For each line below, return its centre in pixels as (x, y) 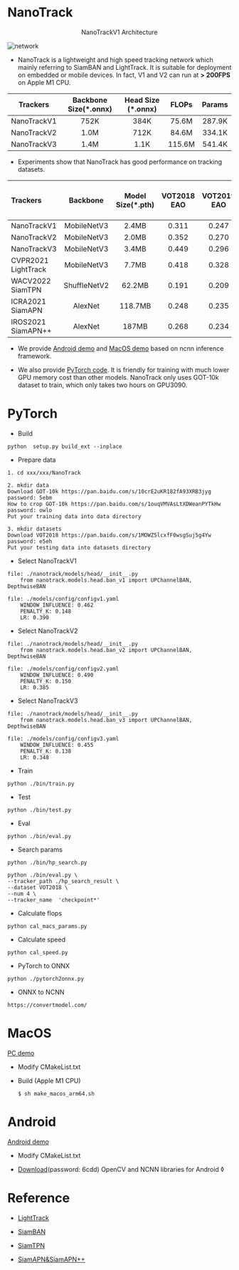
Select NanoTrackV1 (47, 561)
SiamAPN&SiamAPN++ (51, 1259)
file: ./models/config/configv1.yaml (63, 599)
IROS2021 (28, 321)
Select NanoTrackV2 (48, 631)
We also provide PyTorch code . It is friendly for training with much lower (123, 370)
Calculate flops (40, 913)
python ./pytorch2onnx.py (46, 979)
